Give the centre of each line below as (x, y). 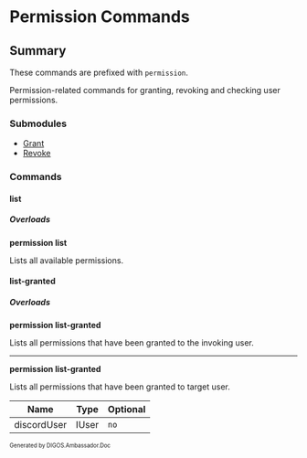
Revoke (37, 154)
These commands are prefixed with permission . (99, 72)
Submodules (38, 123)
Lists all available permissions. (67, 260)
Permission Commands (100, 17)
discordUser (41, 425)
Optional (127, 410)
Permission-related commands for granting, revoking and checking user (145, 90)
